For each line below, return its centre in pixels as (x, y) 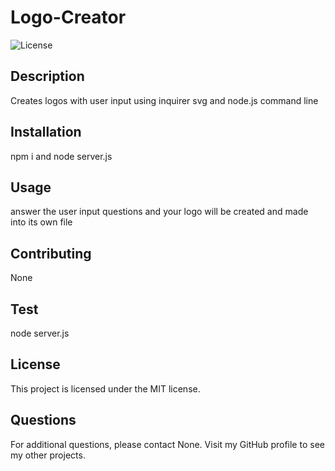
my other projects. (48, 455)
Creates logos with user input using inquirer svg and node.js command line (164, 100)
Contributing (51, 253)
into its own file (41, 222)
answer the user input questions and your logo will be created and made (159, 212)
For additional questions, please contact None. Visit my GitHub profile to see (167, 444)
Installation (46, 132)
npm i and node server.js (61, 156)
